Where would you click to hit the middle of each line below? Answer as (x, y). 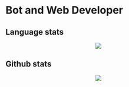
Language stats (35, 32)
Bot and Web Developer (64, 10)
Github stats (29, 64)
